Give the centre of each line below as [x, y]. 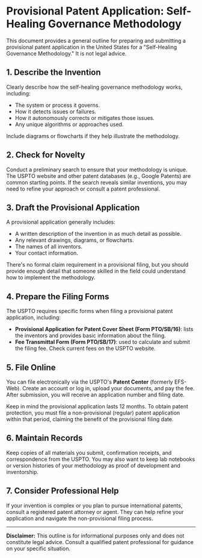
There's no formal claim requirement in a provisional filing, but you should [97, 265]
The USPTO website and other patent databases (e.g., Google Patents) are [99, 176]
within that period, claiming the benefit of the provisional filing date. [90, 419]
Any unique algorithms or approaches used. [69, 124]
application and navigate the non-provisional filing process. [80, 518]
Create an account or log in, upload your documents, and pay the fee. [108, 388]
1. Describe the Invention [54, 73]
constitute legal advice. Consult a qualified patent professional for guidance [100, 542]
